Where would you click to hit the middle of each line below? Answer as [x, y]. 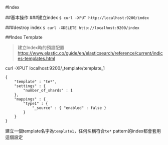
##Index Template [24, 37]
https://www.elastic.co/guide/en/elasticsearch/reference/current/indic [90, 53]
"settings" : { [30, 86]
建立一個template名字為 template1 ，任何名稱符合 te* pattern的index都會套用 [83, 131]
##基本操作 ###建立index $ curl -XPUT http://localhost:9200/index [77, 17]
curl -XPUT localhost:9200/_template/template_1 [55, 68]
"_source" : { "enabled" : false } [69, 108]
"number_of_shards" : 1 [48, 90]
